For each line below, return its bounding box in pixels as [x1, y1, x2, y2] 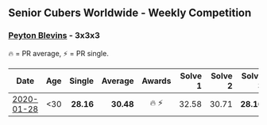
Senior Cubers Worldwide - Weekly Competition [8, 6, 252, 20]
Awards [141, 75, 172, 86]
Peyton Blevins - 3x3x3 [8, 30, 101, 41]
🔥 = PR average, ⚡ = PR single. [8, 48, 109, 58]
